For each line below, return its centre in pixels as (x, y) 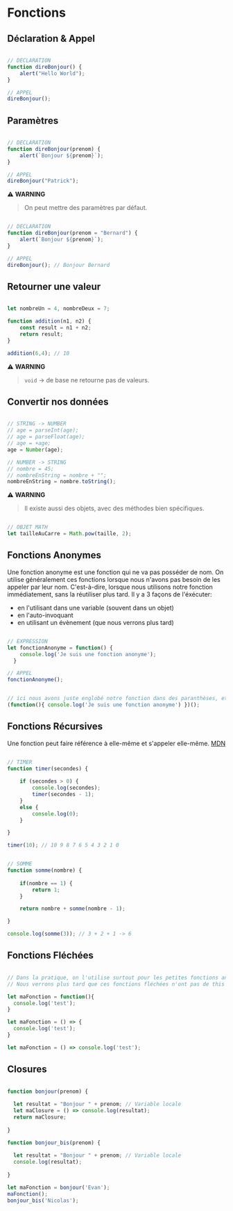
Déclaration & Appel (51, 39)
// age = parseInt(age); (43, 430)
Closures (27, 1070)
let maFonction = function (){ (51, 997)
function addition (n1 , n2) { (49, 321)
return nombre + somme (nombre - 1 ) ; (73, 909)
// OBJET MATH (28, 527)
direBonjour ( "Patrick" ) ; (43, 181)
